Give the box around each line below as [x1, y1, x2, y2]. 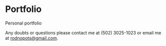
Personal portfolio [5, 20, 42, 26]
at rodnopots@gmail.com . [5, 35, 58, 41]
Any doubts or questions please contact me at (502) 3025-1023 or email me [5, 29, 162, 35]
